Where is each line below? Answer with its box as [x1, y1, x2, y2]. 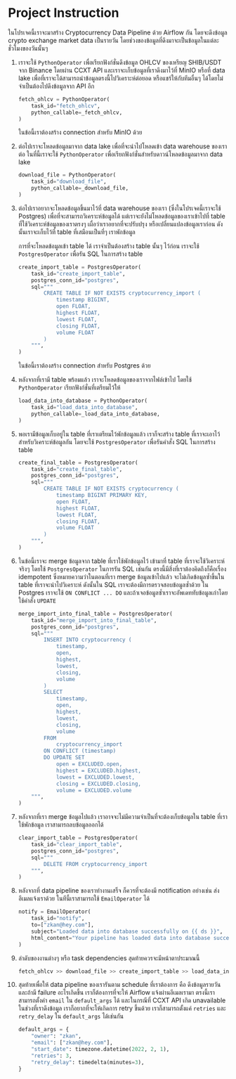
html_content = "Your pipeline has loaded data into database [31, 934, 211, 941]
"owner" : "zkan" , [31, 1033, 82, 1040]
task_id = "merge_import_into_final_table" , [31, 616, 157, 624]
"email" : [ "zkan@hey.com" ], [31, 1039, 113, 1047]
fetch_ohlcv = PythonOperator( [18, 96, 110, 103]
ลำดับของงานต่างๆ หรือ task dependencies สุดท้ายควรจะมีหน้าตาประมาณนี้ [18, 954, 200, 962]
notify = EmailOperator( [18, 908, 91, 915]
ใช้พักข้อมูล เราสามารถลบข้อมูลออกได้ [18, 820, 104, 829]
